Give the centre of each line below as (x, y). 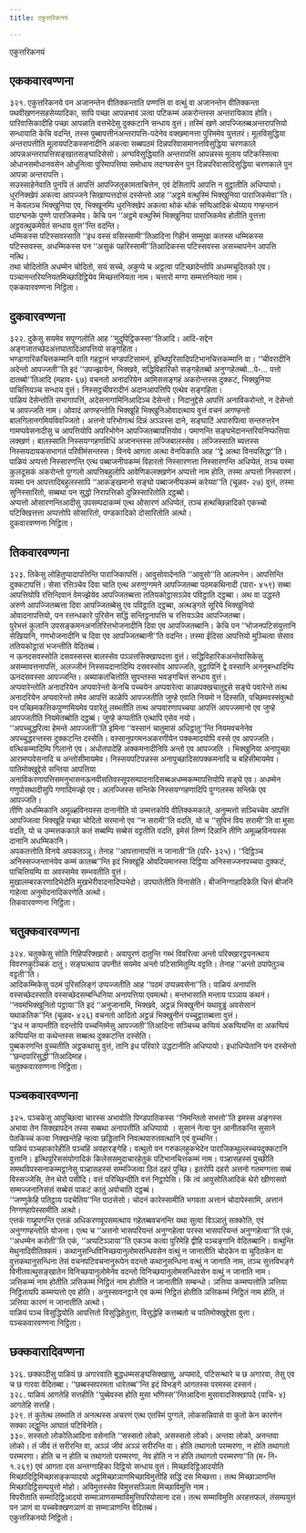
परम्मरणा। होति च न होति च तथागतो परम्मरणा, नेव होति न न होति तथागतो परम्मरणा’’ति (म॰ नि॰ (143, 1456)
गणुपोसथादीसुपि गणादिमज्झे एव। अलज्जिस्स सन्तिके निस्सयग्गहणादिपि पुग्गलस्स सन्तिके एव (138, 790)
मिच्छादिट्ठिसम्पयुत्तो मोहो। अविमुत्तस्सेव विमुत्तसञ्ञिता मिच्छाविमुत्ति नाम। (109, 1487)
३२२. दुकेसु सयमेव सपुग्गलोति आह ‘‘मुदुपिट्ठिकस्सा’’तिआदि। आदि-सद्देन (111, 339)
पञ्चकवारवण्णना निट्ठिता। (46, 1322)
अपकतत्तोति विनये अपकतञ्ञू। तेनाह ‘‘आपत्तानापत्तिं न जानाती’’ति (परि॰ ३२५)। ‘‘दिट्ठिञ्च (137, 851)
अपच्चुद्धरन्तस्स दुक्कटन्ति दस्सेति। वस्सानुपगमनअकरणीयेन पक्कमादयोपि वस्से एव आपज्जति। (142, 738)
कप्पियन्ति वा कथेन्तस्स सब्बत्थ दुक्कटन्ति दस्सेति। (81, 1035)
